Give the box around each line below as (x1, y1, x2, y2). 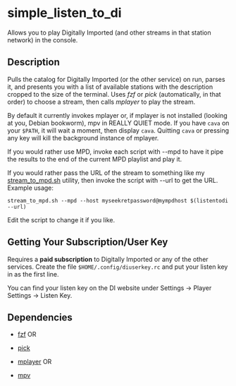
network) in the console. (7, 35, 78, 44)
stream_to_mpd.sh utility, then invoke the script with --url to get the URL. (7, 176, 218, 184)
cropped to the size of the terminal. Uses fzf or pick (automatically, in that (7, 90, 221, 98)
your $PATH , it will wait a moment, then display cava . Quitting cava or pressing (7, 126, 229, 135)
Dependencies (7, 311, 73, 323)
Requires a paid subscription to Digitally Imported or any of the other (7, 255, 209, 263)
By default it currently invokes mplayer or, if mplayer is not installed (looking (7, 111, 228, 119)
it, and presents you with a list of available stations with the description (7, 83, 213, 91)
